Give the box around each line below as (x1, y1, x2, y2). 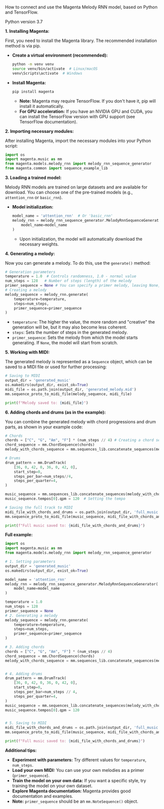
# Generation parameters (5, 270, 56, 274)
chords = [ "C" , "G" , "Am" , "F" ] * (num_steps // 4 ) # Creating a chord (5, 438, 154, 443)
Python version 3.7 (5, 19, 43, 24)
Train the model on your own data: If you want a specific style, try (12, 777, 146, 783)
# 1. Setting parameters (5, 559, 56, 564)
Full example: (5, 532, 33, 538)
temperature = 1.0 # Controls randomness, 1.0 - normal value (5, 274, 137, 279)
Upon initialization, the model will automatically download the (19, 236, 143, 242)
